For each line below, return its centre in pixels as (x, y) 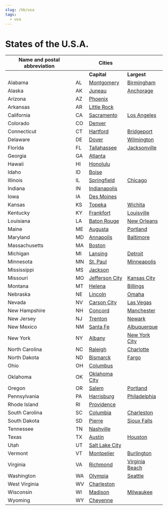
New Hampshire (27, 311)
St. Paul (98, 262)
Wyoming (19, 500)
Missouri (18, 278)
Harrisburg (102, 396)
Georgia (17, 156)
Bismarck (100, 358)
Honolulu (100, 164)
